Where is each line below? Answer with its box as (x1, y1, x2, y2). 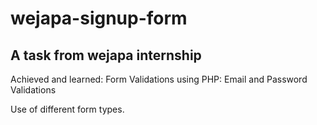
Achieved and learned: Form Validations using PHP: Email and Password (10, 73, 308, 85)
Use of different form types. (10, 103, 125, 115)
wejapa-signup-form (10, 7, 188, 30)
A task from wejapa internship (10, 47, 202, 64)
